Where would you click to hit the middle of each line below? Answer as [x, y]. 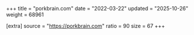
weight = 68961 [25, 15]
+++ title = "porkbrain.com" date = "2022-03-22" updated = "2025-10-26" [97, 8]
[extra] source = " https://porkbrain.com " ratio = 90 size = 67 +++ [86, 26]
